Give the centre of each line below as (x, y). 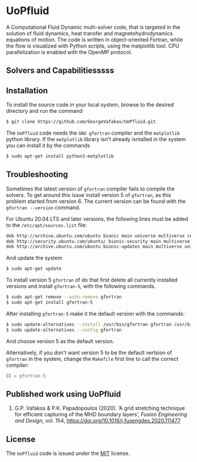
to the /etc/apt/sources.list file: (47, 225)
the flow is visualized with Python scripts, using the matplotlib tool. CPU (93, 46)
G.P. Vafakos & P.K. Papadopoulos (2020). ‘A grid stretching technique (100, 408)
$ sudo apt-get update (34, 269)
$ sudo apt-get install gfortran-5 (50, 303)
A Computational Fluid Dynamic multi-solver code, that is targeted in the (93, 27)
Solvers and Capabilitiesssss (60, 71)
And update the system (34, 258)
